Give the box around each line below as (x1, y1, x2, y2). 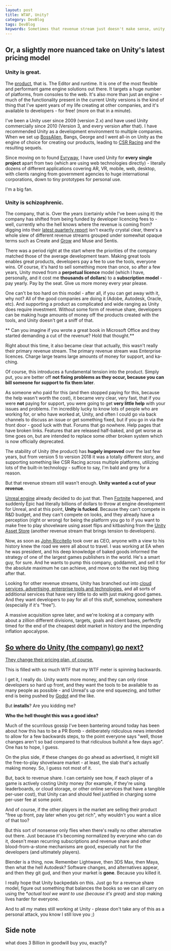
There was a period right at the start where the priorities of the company (5, 247, 157, 254)
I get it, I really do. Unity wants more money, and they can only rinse (5, 676, 148, 683)
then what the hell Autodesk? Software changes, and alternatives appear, (5, 864, 159, 870)
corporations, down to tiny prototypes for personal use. (5, 176, 122, 182)
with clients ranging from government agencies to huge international (5, 171, 149, 177)
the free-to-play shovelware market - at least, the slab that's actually (5, 759, 150, 765)
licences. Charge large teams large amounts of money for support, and (5, 353, 154, 359)
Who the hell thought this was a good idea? (5, 712, 99, 718)
